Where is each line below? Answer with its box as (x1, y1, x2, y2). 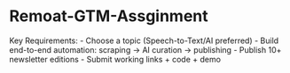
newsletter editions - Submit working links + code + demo (9, 54, 222, 64)
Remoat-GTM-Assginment (9, 6, 208, 26)
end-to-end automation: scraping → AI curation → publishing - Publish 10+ (9, 44, 282, 55)
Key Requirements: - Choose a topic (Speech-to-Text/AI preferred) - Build (9, 35, 279, 46)
